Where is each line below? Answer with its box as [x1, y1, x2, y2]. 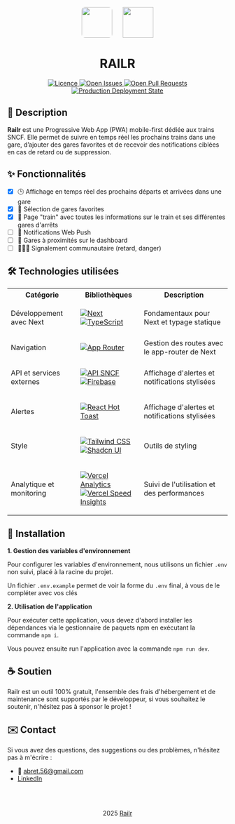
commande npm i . [7, 630, 59, 639]
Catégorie [25, 290, 59, 300]
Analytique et [10, 479, 55, 489]
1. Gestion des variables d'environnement [7, 546, 131, 554]
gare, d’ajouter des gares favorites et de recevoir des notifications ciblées [7, 140, 220, 149]
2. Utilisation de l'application [7, 602, 92, 611]
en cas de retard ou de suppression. [7, 147, 112, 156]
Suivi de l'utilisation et [143, 479, 215, 489]
